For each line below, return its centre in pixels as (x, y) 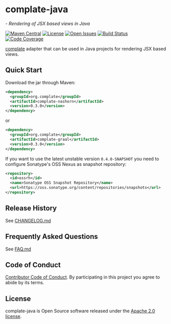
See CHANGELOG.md (28, 220)
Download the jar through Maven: (40, 82)
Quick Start (24, 70)
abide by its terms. (25, 283)
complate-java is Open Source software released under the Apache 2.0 (80, 311)
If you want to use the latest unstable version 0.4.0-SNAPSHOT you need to (82, 159)
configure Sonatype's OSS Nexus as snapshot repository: (66, 164)
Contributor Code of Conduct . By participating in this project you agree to (83, 277)
